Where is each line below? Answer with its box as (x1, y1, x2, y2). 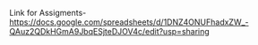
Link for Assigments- (9, 8, 87, 18)
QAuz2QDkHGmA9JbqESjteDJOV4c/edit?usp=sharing (9, 26, 211, 36)
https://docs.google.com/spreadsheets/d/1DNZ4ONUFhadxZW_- (9, 17, 249, 27)
